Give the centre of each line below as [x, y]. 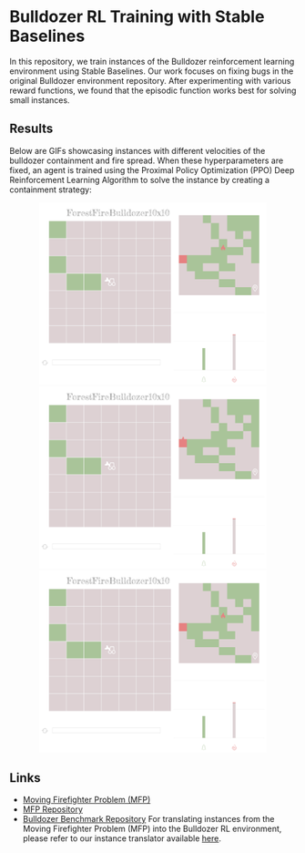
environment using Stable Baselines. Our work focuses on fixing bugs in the [152, 71]
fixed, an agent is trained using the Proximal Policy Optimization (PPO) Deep [152, 170]
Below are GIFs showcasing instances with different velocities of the [137, 150]
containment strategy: [51, 190]
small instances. [40, 100]
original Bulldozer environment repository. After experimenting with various [150, 80]
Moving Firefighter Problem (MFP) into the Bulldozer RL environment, [152, 829]
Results [31, 129]
